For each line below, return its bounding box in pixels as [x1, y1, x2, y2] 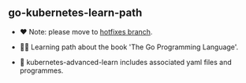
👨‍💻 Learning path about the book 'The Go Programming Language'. [19, 42, 239, 52]
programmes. [19, 66, 64, 75]
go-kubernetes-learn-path [8, 6, 143, 20]
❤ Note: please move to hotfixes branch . [19, 27, 153, 36]
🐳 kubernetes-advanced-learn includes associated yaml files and [19, 57, 233, 67]
